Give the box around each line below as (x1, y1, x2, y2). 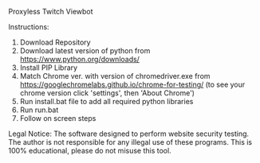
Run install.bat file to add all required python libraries (19, 97, 194, 106)
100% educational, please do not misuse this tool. (8, 146, 171, 155)
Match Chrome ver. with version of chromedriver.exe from (19, 72, 211, 80)
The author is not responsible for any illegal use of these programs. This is (8, 138, 253, 146)
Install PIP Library (19, 63, 78, 72)
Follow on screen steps (19, 114, 97, 122)
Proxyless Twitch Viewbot (8, 7, 93, 16)
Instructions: (8, 22, 49, 31)
